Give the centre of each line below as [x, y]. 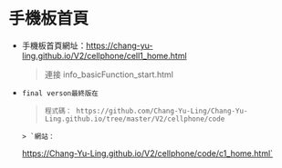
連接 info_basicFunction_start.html [109, 74]
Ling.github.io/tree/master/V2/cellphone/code [135, 119]
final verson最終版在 [60, 93]
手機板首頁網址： [54, 45]
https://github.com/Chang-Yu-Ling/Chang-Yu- [162, 111]
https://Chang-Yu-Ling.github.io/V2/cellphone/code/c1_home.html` [147, 153]
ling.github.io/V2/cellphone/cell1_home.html [104, 55]
